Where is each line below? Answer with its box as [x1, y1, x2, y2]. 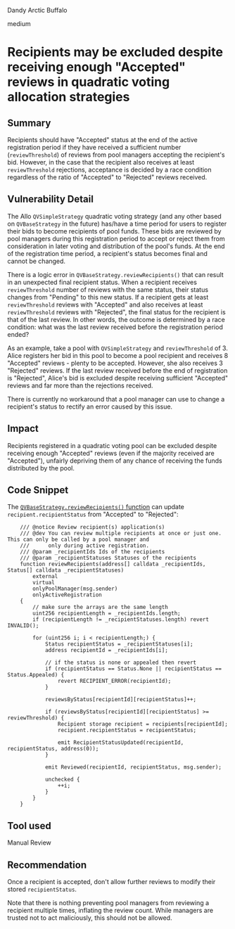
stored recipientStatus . [7, 885, 77, 894]
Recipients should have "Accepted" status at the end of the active [7, 136, 198, 143]
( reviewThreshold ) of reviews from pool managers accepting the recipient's [7, 150, 225, 159]
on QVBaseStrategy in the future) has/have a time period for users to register [7, 219, 227, 228]
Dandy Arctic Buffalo [7, 6, 68, 14]
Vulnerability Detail [7, 193, 94, 205]
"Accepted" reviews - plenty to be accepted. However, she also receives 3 [7, 359, 223, 367]
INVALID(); [7, 622, 39, 629]
